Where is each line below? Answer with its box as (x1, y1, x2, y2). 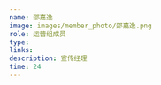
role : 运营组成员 (9, 29, 66, 38)
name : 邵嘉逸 (9, 12, 53, 22)
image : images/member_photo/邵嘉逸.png (9, 21, 152, 30)
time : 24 (9, 63, 42, 72)
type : (9, 37, 29, 47)
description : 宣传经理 (9, 54, 88, 63)
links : (9, 46, 34, 55)
